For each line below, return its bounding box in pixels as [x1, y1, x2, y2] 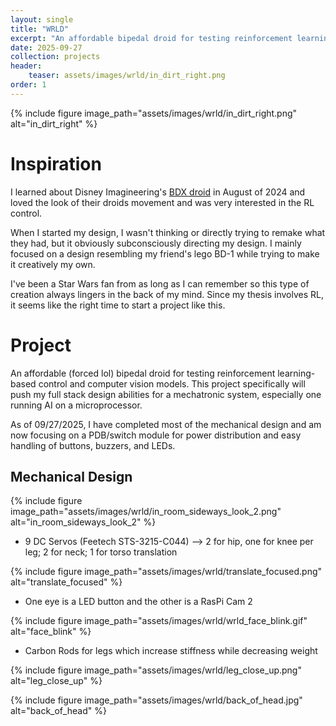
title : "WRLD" [10, 24, 70, 34]
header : [10, 61, 43, 71]
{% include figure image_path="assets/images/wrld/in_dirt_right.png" [10, 107, 298, 119]
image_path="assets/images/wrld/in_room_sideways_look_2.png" [10, 506, 282, 518]
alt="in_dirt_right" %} [10, 117, 98, 130]
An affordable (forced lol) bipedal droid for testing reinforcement [10, 367, 276, 379]
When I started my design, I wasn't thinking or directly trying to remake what [10, 226, 326, 238]
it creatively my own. [10, 258, 96, 270]
